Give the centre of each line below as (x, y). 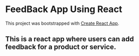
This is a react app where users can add (69, 39)
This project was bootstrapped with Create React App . (62, 23)
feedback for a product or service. (61, 47)
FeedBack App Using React (64, 9)
